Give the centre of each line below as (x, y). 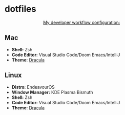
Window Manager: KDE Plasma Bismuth (52, 92)
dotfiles (21, 9)
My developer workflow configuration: (82, 22)
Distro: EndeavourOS (33, 87)
